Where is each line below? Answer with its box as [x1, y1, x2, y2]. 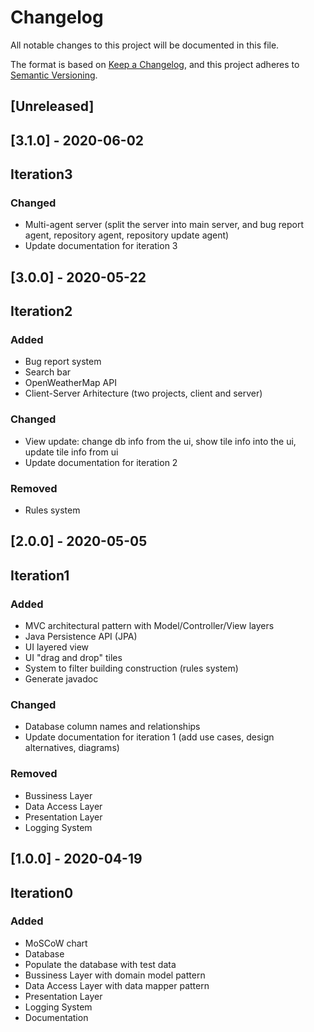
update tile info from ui [24, 446, 119, 458]
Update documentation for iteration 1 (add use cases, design [24, 731, 275, 743]
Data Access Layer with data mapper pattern [24, 979, 210, 991]
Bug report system [24, 356, 102, 368]
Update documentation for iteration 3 [24, 240, 178, 252]
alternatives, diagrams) [24, 742, 120, 754]
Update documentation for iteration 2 [24, 456, 178, 468]
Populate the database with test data [24, 958, 177, 970]
